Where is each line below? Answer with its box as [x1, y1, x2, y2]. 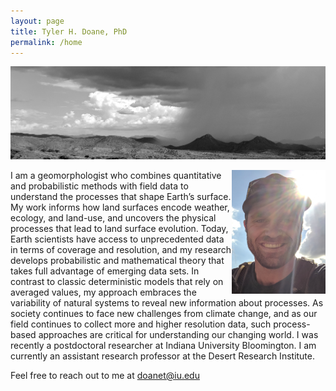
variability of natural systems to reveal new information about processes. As [10, 296, 324, 309]
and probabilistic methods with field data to [10, 180, 189, 192]
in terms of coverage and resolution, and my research [10, 243, 232, 255]
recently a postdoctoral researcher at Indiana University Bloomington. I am [10, 339, 317, 351]
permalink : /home [10, 37, 83, 47]
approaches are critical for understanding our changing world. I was [38, 328, 319, 340]
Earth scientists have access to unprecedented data [10, 233, 225, 245]
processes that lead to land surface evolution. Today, [10, 222, 229, 234]
